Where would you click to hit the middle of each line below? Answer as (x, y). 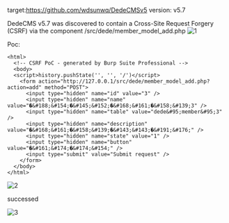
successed (23, 199)
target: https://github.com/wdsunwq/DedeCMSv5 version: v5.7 (96, 10)
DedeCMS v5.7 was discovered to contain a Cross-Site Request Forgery (111, 23)
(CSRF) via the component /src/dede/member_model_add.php (96, 31)
